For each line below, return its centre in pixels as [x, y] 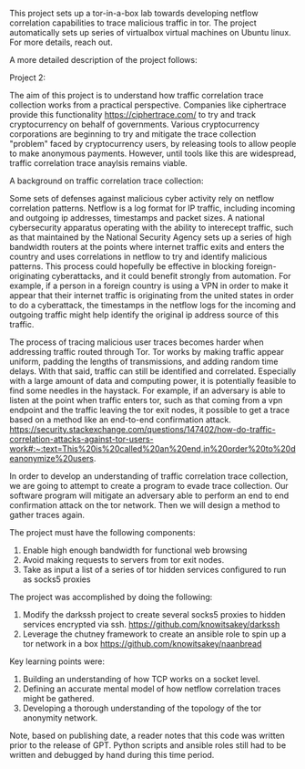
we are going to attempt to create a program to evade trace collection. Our [149, 486]
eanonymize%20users [51, 458]
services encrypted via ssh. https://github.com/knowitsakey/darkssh [151, 624]
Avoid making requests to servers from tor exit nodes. [123, 560]
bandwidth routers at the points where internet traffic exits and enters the [147, 247]
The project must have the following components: [102, 532]
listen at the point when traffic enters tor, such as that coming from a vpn [146, 400]
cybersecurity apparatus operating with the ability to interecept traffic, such [152, 228]
